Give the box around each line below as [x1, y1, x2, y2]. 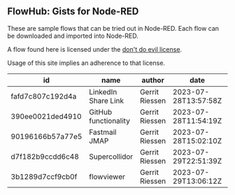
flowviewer [88, 171, 126, 181]
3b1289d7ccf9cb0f [10, 171, 78, 181]
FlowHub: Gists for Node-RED [7, 6, 139, 17]
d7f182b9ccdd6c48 [10, 152, 79, 161]
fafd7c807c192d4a [10, 91, 77, 101]
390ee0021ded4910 [10, 111, 82, 121]
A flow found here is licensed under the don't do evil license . [7, 45, 183, 53]
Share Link [88, 96, 124, 106]
